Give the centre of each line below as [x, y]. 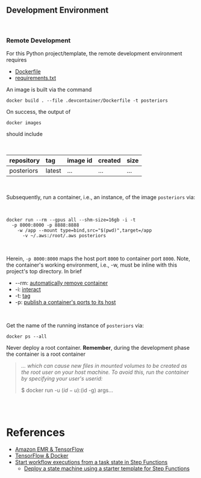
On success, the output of [39, 112]
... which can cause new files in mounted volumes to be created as [104, 366]
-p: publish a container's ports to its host [65, 302]
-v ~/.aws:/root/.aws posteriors [64, 236]
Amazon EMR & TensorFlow [49, 449]
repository [25, 161]
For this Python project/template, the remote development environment [94, 54]
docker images [24, 123]
